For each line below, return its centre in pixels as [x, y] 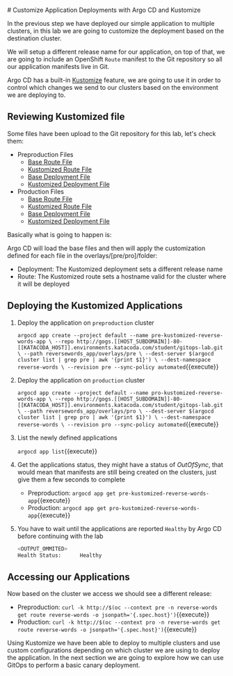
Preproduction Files [45, 154]
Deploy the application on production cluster [81, 380]
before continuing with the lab [60, 536]
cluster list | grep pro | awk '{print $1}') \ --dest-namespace [114, 417]
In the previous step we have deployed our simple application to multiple [111, 23]
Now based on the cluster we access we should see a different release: [110, 594]
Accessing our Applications [69, 577]
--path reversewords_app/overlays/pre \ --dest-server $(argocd [119, 353]
